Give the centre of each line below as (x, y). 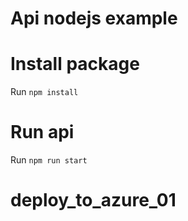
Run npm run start (49, 160)
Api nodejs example (94, 18)
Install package (75, 64)
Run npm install (44, 92)
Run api (42, 132)
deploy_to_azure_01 (93, 200)
